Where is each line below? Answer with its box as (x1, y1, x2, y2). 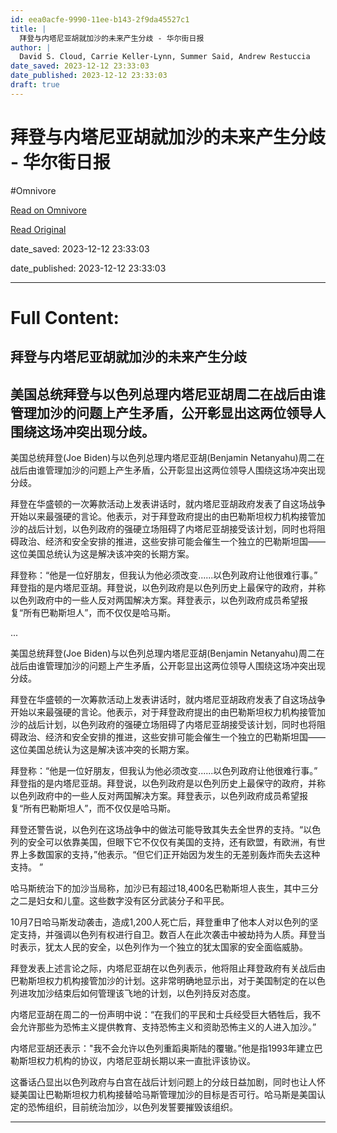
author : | (10, 42, 52, 53)
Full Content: (10, 306, 120, 329)
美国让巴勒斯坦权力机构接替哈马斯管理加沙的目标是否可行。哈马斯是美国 (18, 1089, 317, 1101)
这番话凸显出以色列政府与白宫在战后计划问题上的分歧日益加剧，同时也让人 (10, 1076, 317, 1088)
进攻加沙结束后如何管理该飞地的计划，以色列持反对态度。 (18, 987, 256, 1000)
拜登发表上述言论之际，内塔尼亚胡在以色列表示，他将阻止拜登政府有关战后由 (10, 962, 326, 975)
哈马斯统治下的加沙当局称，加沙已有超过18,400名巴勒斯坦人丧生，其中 (10, 882, 302, 895)
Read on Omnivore (10, 204, 87, 216)
